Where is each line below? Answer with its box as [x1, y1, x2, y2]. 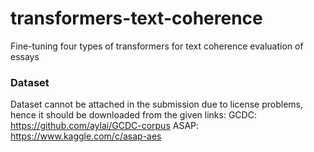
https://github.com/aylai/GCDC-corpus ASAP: [10, 120, 200, 132]
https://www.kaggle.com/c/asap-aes [10, 130, 162, 142]
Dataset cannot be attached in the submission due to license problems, [10, 98, 304, 111]
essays [10, 50, 40, 62]
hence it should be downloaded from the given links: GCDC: [10, 109, 257, 121]
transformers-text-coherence [10, 7, 263, 30]
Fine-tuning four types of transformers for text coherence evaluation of [10, 40, 304, 52]
